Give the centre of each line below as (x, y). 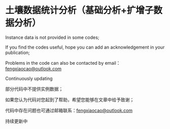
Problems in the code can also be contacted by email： (63, 63)
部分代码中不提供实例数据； (34, 89)
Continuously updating (29, 78)
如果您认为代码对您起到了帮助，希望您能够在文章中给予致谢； (70, 100)
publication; (18, 52)
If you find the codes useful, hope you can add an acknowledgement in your (85, 47)
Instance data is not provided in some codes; (52, 37)
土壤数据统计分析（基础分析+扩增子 (79, 10)
